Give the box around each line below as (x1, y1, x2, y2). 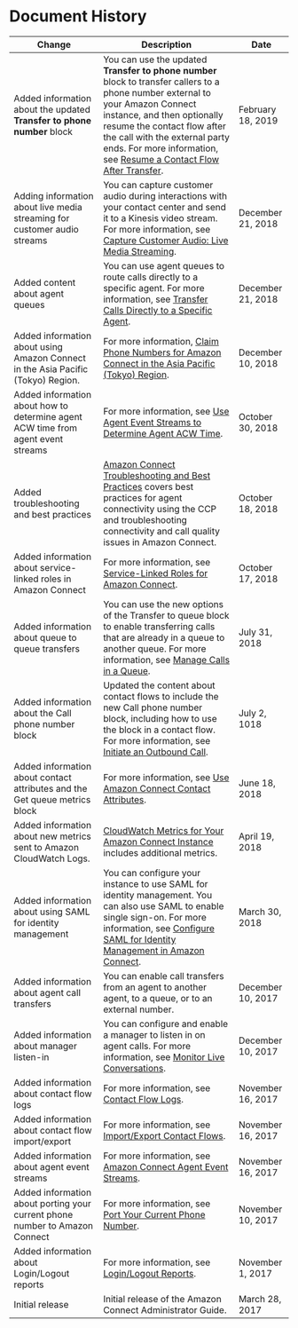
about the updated (13, 103, 90, 115)
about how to (13, 399, 69, 412)
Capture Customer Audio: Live (103, 233, 229, 246)
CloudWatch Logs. (13, 852, 90, 865)
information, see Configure (103, 921, 216, 934)
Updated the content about (103, 679, 216, 692)
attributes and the (13, 782, 88, 794)
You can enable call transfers (103, 969, 224, 982)
